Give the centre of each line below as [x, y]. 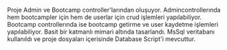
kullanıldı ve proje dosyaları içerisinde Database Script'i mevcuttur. [101, 39]
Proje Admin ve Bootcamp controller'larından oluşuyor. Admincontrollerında [114, 10]
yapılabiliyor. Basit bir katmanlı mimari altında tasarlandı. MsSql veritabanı [111, 32]
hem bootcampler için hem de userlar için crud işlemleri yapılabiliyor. [105, 17]
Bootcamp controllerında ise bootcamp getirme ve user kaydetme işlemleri [113, 24]
